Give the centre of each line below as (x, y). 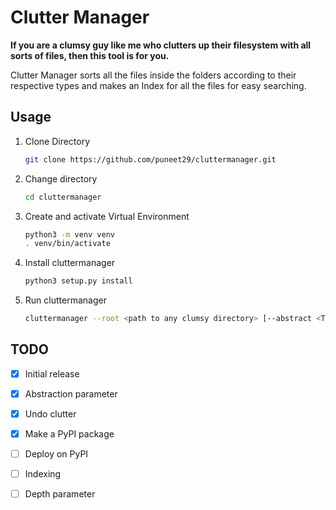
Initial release (52, 373)
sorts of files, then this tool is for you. (90, 55)
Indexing (43, 474)
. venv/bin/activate (67, 244)
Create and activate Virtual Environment (107, 216)
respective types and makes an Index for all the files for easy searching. (158, 85)
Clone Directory (57, 141)
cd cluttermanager (63, 197)
